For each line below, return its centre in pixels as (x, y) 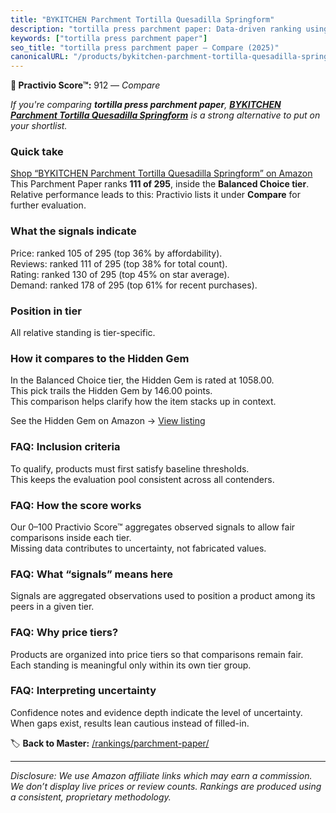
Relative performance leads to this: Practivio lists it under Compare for (155, 195)
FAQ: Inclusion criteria (65, 447)
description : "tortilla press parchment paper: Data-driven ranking (156, 29)
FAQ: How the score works (76, 505)
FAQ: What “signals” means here (92, 574)
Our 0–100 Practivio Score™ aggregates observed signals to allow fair (153, 527)
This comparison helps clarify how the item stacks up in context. (143, 402)
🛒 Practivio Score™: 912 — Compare (85, 85)
